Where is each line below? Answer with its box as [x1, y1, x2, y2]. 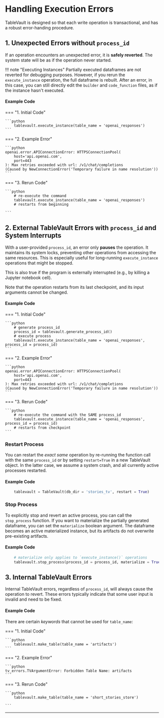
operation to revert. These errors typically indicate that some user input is [5, 591, 153, 597]
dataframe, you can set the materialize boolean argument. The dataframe [5, 522, 155, 528]
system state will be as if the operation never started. [5, 57, 112, 63]
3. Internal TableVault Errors [5, 573, 92, 581]
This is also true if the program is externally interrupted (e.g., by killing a [5, 269, 150, 275]
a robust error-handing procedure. [5, 24, 74, 30]
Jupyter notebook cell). [5, 275, 52, 281]
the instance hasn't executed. [5, 87, 65, 93]
